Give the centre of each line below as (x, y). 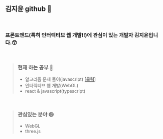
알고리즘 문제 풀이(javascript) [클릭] (60, 79)
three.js (33, 131)
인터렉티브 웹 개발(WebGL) (52, 86)
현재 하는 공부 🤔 (35, 68)
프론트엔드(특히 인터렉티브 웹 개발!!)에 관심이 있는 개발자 (69, 35)
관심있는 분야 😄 (36, 115)
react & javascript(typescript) (55, 91)
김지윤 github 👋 (28, 9)
